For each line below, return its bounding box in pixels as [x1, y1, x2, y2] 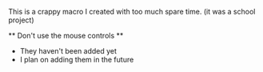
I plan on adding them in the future [19, 55, 134, 64]
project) [8, 15, 34, 25]
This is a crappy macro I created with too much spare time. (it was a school [8, 7, 256, 16]
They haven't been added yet [19, 46, 118, 55]
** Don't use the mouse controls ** [8, 31, 124, 40]
